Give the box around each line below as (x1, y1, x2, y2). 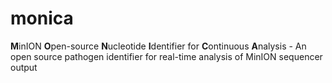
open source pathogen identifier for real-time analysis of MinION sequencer (10, 50, 323, 62)
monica (10, 7, 74, 30)
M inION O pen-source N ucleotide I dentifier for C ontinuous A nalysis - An (10, 40, 307, 52)
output (10, 61, 38, 73)
